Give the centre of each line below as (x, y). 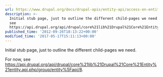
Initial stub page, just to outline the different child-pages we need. (71, 50)
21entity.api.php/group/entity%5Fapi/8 (44, 69)
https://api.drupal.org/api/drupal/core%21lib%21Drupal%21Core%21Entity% (81, 64)
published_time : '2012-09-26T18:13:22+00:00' (52, 32)
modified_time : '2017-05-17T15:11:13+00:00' (51, 37)
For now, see (18, 59)
